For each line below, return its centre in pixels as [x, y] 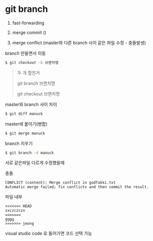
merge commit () [29, 32]
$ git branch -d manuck [30, 153]
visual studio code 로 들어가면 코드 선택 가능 [49, 234]
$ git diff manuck [24, 114]
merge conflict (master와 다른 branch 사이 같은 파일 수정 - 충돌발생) [79, 43]
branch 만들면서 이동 [25, 53]
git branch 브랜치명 [36, 83]
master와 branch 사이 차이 [31, 104]
